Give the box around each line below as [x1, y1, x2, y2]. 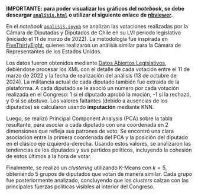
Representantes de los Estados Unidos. [6, 48, 102, 55]
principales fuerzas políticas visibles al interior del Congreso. [6, 183, 155, 190]
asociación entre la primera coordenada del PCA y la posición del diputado [6, 134, 188, 141]
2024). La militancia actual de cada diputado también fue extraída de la [6, 78, 180, 85]
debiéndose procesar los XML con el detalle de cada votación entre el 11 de [6, 66, 190, 73]
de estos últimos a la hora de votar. [6, 153, 92, 159]
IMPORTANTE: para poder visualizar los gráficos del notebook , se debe [6, 5, 185, 12]
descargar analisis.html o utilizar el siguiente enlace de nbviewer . [6, 11, 173, 18]
